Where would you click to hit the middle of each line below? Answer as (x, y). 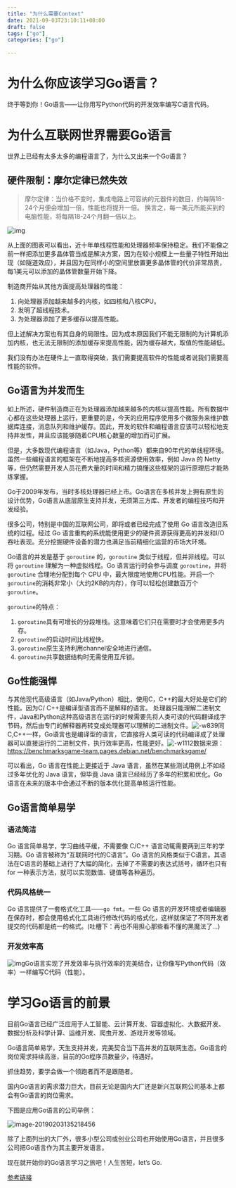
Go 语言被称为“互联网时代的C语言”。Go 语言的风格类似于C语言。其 (123, 855)
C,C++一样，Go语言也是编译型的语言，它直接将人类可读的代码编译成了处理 (116, 734)
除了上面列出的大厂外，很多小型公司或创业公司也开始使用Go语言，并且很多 (116, 1138)
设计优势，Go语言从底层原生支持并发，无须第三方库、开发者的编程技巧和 (113, 500)
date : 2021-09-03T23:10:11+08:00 (56, 20)
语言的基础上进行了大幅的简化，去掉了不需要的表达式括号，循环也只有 (126, 863)
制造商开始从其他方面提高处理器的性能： (66, 286)
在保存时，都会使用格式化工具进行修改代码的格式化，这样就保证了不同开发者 (118, 918)
